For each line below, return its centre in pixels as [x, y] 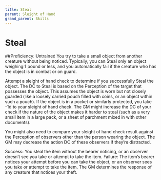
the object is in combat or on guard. [41, 72]
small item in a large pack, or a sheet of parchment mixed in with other [76, 117]
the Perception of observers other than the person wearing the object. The [80, 137]
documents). [18, 123]
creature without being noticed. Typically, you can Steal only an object [76, 61]
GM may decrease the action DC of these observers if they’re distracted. [78, 142]
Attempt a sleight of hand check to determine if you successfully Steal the [79, 81]
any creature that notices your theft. [41, 172]
